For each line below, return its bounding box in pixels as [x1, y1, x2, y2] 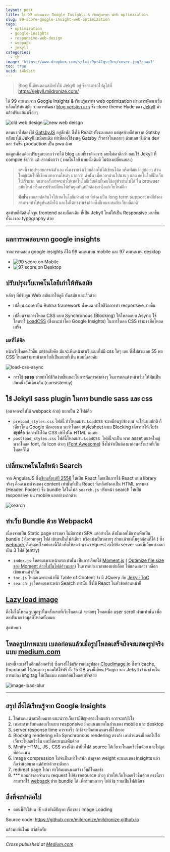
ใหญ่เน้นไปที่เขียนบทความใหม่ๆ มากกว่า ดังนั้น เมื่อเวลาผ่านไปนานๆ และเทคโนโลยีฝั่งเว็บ [18, 173, 163, 178]
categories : [6, 50, 31, 55]
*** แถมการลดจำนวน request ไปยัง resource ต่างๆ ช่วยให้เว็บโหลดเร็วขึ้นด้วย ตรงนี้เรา [13, 772, 164, 778]
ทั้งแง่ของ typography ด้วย [6, 216, 54, 221]
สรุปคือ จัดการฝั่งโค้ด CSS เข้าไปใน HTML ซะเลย [13, 429, 98, 435]
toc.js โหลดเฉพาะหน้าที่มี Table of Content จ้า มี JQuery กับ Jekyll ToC [13, 575, 149, 581]
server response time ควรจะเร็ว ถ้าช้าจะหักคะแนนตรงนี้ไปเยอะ [13, 726, 125, 733]
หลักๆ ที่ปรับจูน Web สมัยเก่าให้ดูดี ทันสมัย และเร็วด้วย [6, 292, 97, 298]
